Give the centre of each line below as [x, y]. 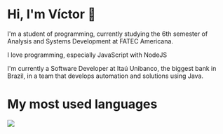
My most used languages [82, 104]
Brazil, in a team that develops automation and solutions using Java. [106, 76]
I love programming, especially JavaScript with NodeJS [87, 55]
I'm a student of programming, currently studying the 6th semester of [108, 34]
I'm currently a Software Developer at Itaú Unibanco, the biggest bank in [112, 68]
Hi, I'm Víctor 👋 [52, 14]
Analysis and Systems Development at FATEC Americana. [90, 41]
